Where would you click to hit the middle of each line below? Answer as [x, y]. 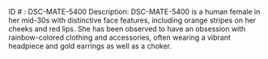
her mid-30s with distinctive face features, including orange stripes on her [132, 20]
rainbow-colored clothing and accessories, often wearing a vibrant [119, 37]
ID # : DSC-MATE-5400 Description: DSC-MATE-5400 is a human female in [134, 12]
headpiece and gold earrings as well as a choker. [90, 46]
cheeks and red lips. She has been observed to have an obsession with [127, 29]
